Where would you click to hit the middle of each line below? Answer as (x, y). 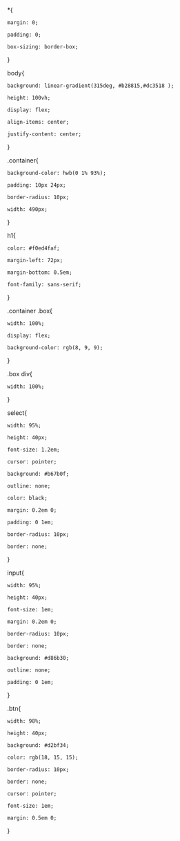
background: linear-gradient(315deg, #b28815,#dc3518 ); (91, 86)
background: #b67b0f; (38, 474)
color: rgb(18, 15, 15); (43, 757)
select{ (17, 413)
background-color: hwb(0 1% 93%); (57, 173)
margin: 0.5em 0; (32, 818)
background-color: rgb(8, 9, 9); (55, 348)
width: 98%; (24, 721)
